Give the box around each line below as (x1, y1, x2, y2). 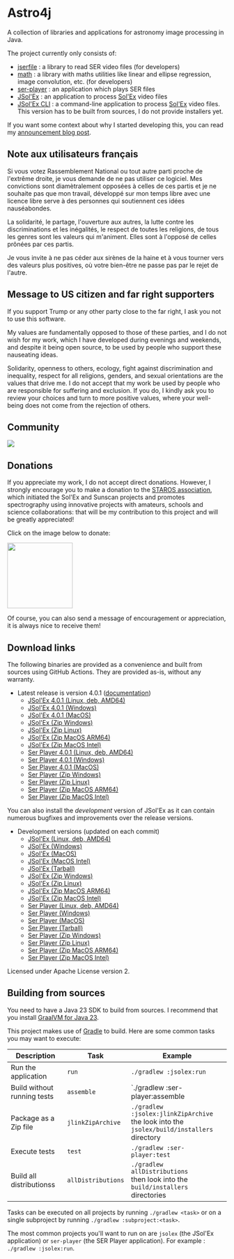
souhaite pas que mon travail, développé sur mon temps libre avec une (7, 189, 211, 197)
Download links (7, 642, 76, 654)
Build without (10, 1082, 54, 1092)
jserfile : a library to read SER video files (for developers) (17, 62, 180, 71)
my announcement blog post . (7, 128, 92, 136)
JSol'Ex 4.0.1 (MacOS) (27, 711, 92, 719)
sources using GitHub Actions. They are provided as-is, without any (7, 668, 202, 676)
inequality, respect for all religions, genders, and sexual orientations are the (7, 371, 224, 380)
